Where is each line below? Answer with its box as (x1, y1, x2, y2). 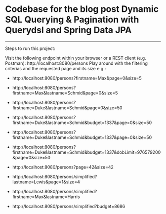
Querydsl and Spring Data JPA (5, 25, 132, 36)
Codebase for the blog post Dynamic (5, 3, 159, 15)
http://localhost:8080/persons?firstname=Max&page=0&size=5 (12, 75, 142, 81)
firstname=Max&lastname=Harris (12, 194, 80, 200)
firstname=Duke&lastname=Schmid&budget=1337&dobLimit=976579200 (12, 149, 161, 155)
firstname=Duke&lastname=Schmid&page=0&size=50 (12, 105, 123, 111)
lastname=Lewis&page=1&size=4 (12, 179, 80, 185)
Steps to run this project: (5, 45, 55, 51)
